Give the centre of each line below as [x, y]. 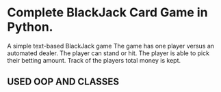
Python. [30, 27]
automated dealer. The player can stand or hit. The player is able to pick [108, 53]
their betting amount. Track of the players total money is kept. [94, 60]
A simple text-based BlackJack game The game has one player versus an [110, 46]
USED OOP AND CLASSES [63, 82]
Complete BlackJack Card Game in [107, 13]
